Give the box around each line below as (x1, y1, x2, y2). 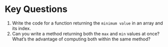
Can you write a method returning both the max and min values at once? (12, 30, 160, 36)
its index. (12, 25, 31, 31)
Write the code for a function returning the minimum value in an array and (12, 20, 163, 26)
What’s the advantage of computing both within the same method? (12, 36, 151, 42)
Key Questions (5, 3, 68, 15)
